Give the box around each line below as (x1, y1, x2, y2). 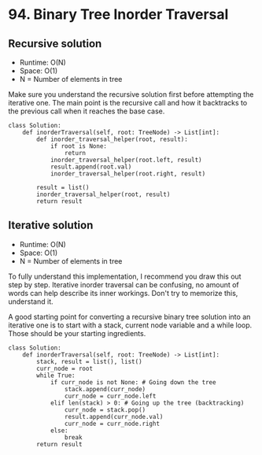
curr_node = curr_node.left (64, 392, 157, 400)
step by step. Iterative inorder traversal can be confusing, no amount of (8, 279, 240, 289)
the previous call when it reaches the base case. (8, 106, 165, 116)
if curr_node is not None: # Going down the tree (50, 378, 216, 387)
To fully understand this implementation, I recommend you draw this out (8, 272, 242, 281)
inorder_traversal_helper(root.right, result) (50, 170, 206, 178)
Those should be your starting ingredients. (8, 328, 146, 338)
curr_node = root (36, 364, 93, 372)
